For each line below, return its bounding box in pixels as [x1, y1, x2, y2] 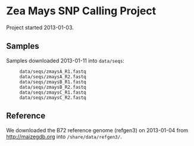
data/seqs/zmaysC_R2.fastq [19, 94, 86, 101]
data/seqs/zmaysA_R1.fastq [19, 69, 86, 74]
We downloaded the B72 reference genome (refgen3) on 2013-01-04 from [6, 126, 189, 133]
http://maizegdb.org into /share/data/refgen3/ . [6, 133, 122, 140]
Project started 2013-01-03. [6, 24, 74, 31]
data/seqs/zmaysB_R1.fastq [19, 79, 86, 85]
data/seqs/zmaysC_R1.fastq [19, 89, 86, 95]
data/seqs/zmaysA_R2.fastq [19, 73, 86, 80]
